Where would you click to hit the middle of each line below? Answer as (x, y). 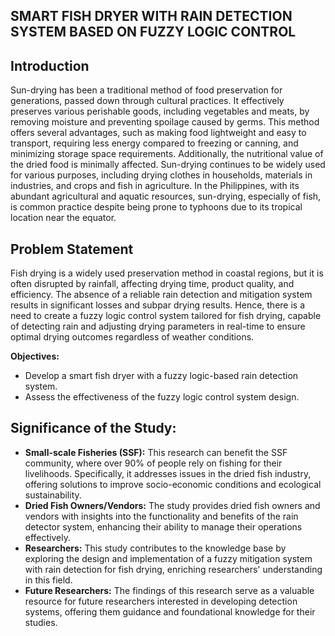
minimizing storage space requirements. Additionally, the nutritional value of (167, 154)
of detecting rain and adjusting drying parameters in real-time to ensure (158, 326)
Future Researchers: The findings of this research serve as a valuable (169, 590)
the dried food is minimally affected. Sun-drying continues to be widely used (168, 165)
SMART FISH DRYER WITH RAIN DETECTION (151, 16)
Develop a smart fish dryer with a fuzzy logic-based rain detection (161, 376)
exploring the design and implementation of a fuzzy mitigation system (168, 558)
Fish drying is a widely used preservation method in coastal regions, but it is (167, 273)
